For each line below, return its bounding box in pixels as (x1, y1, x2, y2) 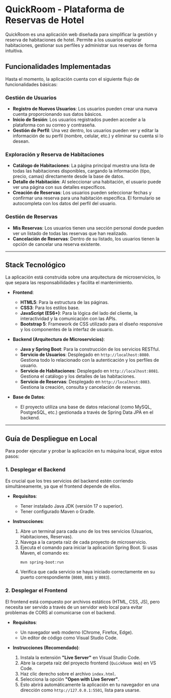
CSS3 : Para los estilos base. (20, 305, 80, 311)
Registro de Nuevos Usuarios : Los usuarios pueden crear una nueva (12, 106, 158, 112)
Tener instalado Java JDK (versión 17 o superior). (20, 503, 124, 509)
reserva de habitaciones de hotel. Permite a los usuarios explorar (5, 37, 142, 43)
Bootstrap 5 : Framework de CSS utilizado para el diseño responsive (20, 321, 163, 327)
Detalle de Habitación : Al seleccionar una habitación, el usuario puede (12, 179, 161, 185)
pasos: (5, 453, 19, 460)
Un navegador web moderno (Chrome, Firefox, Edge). (20, 629, 133, 635)
